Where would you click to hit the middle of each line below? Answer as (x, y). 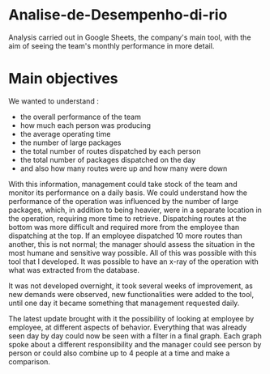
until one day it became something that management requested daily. (124, 303)
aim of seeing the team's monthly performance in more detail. (111, 45)
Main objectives (64, 79)
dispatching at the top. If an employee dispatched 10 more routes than (126, 236)
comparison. (30, 361)
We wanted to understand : (54, 101)
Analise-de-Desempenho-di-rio (118, 15)
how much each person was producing (86, 125)
